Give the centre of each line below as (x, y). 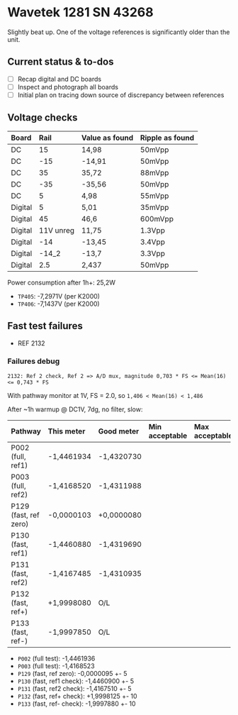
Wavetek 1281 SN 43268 (80, 12)
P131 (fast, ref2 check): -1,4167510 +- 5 (75, 688)
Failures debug (34, 361)
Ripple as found (168, 138)
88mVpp (155, 172)
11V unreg (57, 230)
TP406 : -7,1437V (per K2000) (59, 304)
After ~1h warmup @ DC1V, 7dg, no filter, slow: (75, 409)
